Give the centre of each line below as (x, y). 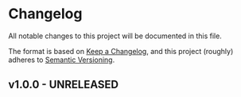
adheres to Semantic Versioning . (62, 60)
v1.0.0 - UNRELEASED (64, 85)
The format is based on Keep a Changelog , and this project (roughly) (121, 51)
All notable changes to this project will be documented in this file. (115, 36)
